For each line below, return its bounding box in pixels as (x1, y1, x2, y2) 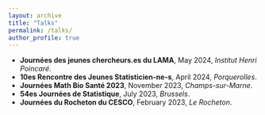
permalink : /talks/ (8, 26, 73, 34)
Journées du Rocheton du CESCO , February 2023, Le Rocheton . (19, 98, 232, 107)
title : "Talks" (8, 19, 59, 27)
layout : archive (8, 11, 62, 20)
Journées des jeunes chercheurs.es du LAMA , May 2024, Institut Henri (19, 56, 257, 65)
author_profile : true (8, 33, 80, 42)
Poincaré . (19, 64, 52, 74)
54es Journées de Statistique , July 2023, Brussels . (19, 89, 190, 99)
